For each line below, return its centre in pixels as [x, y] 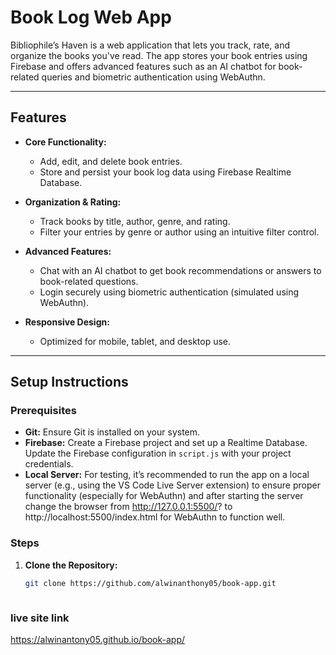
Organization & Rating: [73, 202]
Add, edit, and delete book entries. [111, 161]
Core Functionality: [65, 142]
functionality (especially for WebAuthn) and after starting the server [164, 496]
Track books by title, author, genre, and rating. [135, 221]
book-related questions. [89, 281]
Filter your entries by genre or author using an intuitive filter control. [179, 232]
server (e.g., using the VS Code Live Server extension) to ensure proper [172, 485]
